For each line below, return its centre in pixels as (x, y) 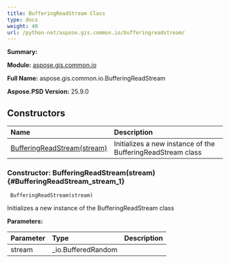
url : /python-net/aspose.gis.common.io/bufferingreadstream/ (96, 32)
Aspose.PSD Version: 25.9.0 (48, 92)
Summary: (22, 52)
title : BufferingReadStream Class (56, 13)
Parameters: (25, 221)
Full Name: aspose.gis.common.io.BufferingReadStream (86, 79)
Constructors (36, 113)
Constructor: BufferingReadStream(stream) (81, 173)
